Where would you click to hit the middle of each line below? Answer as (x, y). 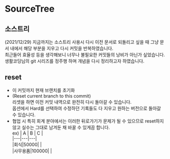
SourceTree (30, 9)
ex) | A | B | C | (27, 133)
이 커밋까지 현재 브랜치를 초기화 (43, 90)
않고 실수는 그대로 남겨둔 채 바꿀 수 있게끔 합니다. (61, 127)
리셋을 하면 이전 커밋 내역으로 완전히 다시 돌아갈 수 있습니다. (72, 102)
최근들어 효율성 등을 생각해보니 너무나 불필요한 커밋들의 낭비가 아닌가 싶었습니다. (85, 55)
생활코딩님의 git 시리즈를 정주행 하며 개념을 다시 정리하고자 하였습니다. (75, 61)
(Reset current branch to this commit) (51, 96)
